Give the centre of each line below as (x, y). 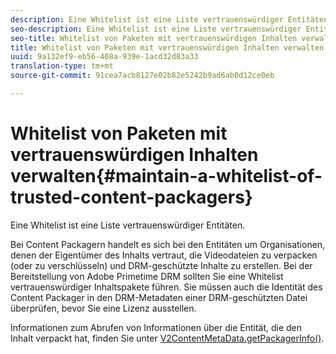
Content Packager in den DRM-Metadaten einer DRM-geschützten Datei (159, 297)
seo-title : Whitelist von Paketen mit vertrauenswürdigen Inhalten (154, 38)
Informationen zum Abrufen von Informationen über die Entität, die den (156, 327)
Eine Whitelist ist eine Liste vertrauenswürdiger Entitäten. (128, 225)
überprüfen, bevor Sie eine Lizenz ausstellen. (103, 308)
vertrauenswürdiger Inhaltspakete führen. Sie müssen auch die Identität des (166, 287)
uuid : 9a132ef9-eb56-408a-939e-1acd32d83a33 (104, 57)
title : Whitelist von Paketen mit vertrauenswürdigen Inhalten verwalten (167, 47)
